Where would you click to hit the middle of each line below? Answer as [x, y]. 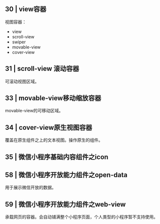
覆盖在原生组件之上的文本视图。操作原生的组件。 [54, 140]
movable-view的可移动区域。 [34, 111]
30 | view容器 [26, 9]
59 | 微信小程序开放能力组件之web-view [65, 204]
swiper [19, 42]
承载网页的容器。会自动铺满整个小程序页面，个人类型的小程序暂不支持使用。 [81, 217]
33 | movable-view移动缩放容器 [53, 98]
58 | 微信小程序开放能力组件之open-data [66, 175]
